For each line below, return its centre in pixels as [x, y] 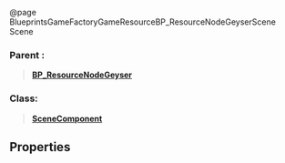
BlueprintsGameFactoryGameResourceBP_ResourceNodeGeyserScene [142, 22]
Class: [24, 98]
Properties [40, 147]
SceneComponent [67, 118]
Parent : [27, 55]
